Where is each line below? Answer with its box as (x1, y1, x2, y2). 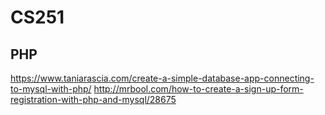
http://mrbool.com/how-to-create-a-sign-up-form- (93, 83, 304, 95)
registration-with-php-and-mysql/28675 (10, 94, 177, 105)
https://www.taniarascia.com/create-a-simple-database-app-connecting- (10, 72, 315, 84)
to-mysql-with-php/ (10, 83, 92, 95)
